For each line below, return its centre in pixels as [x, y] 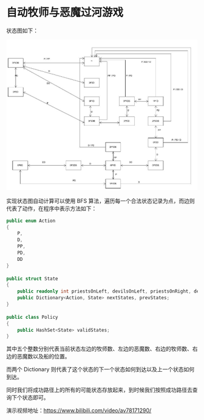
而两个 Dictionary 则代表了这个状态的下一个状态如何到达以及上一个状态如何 [100, 369]
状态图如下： [22, 30]
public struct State [32, 279]
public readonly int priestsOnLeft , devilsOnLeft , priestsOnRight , [104, 291]
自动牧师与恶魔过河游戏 [65, 12]
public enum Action [31, 221]
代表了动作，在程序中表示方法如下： [52, 208]
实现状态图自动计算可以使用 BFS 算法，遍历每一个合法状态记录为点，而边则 [101, 201]
